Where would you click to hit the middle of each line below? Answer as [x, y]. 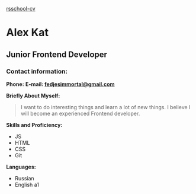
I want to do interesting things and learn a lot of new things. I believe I [105, 107]
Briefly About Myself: [33, 96]
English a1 [27, 185]
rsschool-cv [21, 9]
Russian [24, 178]
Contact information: [37, 71]
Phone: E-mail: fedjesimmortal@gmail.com [60, 84]
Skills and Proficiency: [34, 125]
